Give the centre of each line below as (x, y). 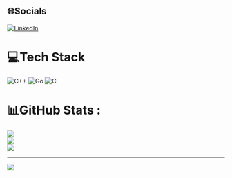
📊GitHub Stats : (54, 110)
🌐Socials (27, 11)
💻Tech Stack (46, 57)
